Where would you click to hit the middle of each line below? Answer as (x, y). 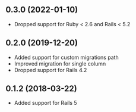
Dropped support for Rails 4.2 (50, 70)
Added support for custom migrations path (67, 57)
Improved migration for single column (60, 63)
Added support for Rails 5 (46, 103)
